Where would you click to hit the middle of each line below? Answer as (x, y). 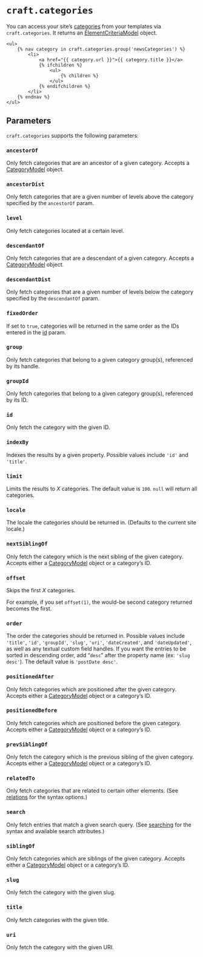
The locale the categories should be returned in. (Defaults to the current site (101, 522)
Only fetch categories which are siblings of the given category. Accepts (96, 858)
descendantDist (29, 279)
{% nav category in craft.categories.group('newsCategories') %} (101, 49)
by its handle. (23, 366)
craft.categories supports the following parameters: (73, 135)
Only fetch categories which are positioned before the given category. (94, 723)
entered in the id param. (36, 332)
